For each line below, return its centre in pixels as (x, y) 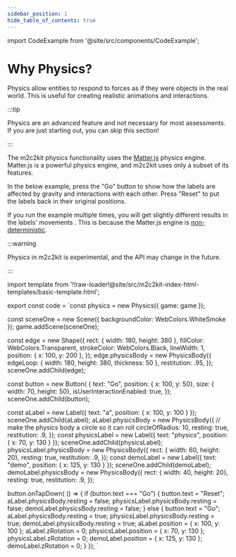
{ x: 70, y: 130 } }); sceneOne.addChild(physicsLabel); (85, 443)
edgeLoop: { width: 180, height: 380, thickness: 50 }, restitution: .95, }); (110, 363)
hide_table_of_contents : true (52, 20)
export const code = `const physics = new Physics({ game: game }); (106, 306)
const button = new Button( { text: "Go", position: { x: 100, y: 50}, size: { (111, 384)
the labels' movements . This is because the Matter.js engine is (99, 223)
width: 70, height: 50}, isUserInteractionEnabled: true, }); (89, 392)
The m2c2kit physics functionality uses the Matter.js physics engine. (107, 158)
